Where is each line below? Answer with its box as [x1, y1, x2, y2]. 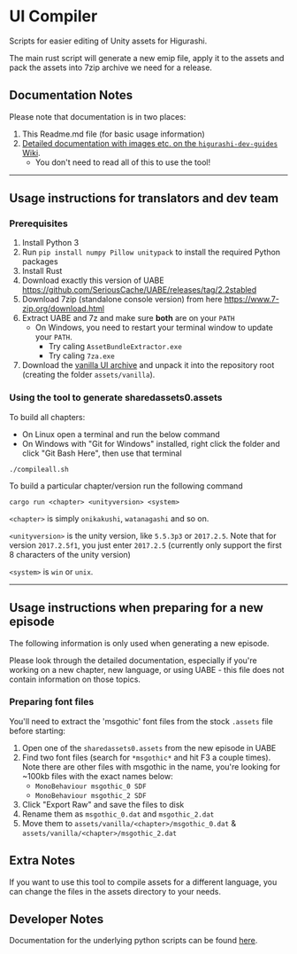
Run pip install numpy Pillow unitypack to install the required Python [21, 246, 281, 258]
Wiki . [21, 147, 42, 158]
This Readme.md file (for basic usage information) [21, 129, 205, 139]
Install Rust [21, 266, 63, 277]
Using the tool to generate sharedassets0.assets [9, 392, 223, 404]
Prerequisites [9, 217, 68, 230]
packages [21, 256, 59, 267]
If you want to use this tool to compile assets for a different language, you [9, 876, 278, 888]
